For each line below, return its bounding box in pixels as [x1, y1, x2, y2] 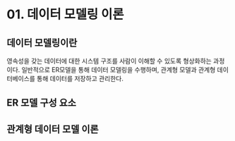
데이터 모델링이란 [6, 37, 78, 49]
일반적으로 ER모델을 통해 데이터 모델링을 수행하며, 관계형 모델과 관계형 [21, 66, 216, 74]
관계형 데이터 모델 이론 [6, 123, 100, 135]
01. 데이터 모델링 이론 [6, 6, 124, 23]
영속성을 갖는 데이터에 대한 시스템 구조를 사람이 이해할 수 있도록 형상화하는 [6, 57, 212, 65]
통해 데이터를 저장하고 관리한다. [37, 75, 124, 82]
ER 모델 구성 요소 [6, 97, 77, 109]
